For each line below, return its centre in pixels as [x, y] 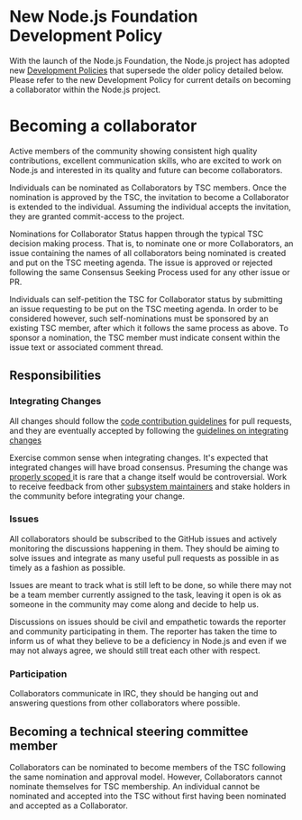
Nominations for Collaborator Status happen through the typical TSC [137, 234]
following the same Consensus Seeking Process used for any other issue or [150, 272]
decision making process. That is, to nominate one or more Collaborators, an [151, 243]
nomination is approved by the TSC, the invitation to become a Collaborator [149, 197]
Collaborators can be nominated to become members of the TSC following [147, 767]
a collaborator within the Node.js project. [85, 89]
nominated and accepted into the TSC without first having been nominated [148, 796]
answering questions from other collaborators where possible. [125, 703]
